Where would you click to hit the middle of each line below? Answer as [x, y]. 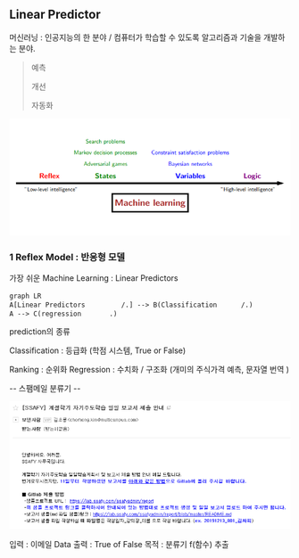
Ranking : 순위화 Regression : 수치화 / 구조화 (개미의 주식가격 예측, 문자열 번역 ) [149, 369]
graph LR [25, 296]
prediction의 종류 [40, 331]
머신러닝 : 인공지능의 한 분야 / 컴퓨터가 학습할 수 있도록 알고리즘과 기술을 [135, 37]
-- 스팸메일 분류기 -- [45, 388]
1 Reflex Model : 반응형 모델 [67, 257]
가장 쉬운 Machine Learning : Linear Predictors [94, 278]
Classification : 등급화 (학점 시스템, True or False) [98, 350]
